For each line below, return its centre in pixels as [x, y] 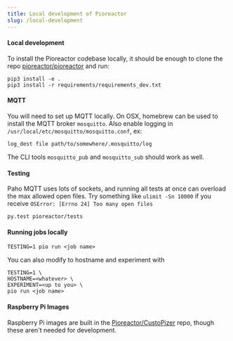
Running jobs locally [38, 232]
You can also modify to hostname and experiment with [86, 260]
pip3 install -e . [34, 79]
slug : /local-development [45, 20]
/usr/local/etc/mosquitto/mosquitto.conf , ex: [75, 131]
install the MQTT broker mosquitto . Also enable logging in [90, 123]
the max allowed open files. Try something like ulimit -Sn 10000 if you [109, 196]
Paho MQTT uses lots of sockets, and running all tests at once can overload [117, 189]
